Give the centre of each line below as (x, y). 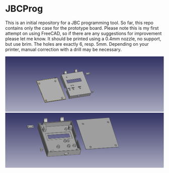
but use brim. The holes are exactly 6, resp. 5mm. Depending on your (77, 44)
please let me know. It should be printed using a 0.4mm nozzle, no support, (83, 39)
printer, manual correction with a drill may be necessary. (64, 49)
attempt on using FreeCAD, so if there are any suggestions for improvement (83, 33)
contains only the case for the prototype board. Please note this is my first (82, 28)
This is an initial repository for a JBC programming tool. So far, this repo (79, 23)
